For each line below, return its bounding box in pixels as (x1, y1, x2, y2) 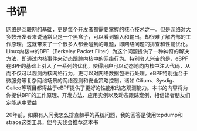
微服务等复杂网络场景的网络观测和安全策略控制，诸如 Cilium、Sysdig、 (6, 77, 178, 84)
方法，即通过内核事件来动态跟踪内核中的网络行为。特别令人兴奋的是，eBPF (6, 55, 189, 62)
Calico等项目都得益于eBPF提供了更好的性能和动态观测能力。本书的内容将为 (6, 84, 188, 91)
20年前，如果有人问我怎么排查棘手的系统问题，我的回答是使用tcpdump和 (6, 111, 184, 118)
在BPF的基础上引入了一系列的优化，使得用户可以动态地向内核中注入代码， (6, 62, 186, 69)
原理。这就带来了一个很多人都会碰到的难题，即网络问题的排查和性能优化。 (11, 40, 191, 47)
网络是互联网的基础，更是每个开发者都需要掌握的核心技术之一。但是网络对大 (6, 26, 191, 33)
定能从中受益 (6, 99, 37, 106)
